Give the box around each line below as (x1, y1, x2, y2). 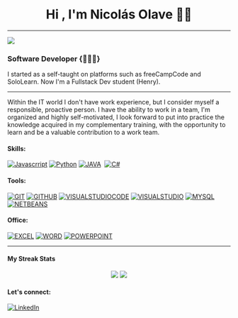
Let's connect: (7, 287, 51, 296)
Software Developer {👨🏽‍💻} (7, 53, 101, 63)
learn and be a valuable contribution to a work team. (7, 128, 160, 137)
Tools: (7, 177, 26, 185)
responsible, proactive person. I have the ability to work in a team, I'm (7, 106, 210, 114)
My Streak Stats (7, 255, 55, 263)
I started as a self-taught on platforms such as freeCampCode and (7, 70, 201, 79)
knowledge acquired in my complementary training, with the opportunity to (7, 121, 226, 129)
